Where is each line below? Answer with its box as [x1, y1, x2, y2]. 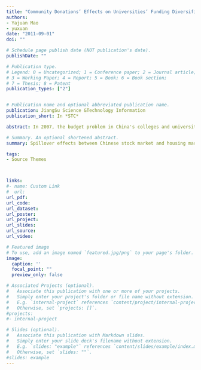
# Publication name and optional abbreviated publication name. [6, 102, 170, 108]
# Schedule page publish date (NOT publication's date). [6, 47, 151, 54]
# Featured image [6, 244, 50, 250]
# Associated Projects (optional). [6, 283, 95, 289]
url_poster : [6, 211, 36, 217]
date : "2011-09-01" [6, 31, 55, 37]
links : [6, 178, 23, 184]
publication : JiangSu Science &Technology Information [6, 108, 146, 114]
